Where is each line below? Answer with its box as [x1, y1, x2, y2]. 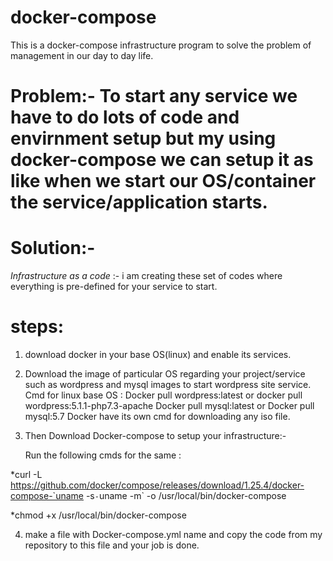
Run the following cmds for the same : [24, 449, 182, 461]
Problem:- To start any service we [10, 85, 298, 108]
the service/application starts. [10, 191, 268, 214]
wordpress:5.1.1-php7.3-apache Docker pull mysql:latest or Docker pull [24, 400, 315, 411]
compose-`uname [10, 490, 84, 501]
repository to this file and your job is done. [24, 539, 200, 551]
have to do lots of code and [10, 106, 240, 129]
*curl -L [10, 469, 43, 480]
